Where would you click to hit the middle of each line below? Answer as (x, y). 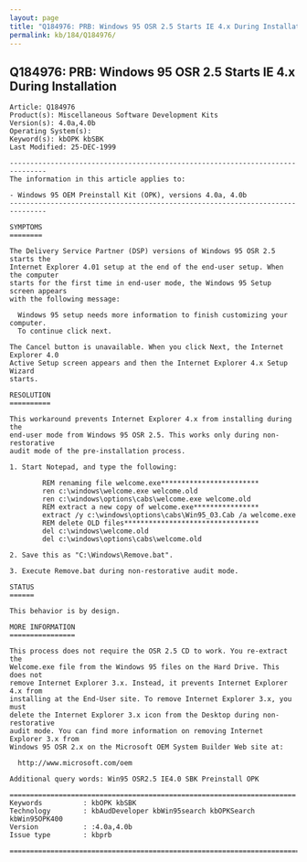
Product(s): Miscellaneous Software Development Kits (114, 115)
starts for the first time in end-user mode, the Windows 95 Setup (141, 283)
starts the (30, 260)
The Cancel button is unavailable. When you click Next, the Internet (147, 347)
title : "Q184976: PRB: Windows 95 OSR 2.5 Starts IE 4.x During (134, 27)
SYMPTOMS (26, 228)
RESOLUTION (30, 395)
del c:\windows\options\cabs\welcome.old (122, 539)
